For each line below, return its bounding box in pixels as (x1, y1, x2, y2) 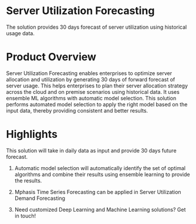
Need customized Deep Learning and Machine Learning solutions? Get (14, 206, 186, 213)
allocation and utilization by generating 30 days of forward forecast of (6, 76, 175, 83)
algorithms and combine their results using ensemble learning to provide (14, 171, 190, 178)
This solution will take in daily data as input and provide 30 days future (6, 147, 177, 154)
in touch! (14, 212, 36, 219)
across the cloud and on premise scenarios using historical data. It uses (6, 88, 180, 95)
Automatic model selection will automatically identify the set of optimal (14, 164, 186, 171)
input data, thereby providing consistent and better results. (6, 107, 148, 114)
